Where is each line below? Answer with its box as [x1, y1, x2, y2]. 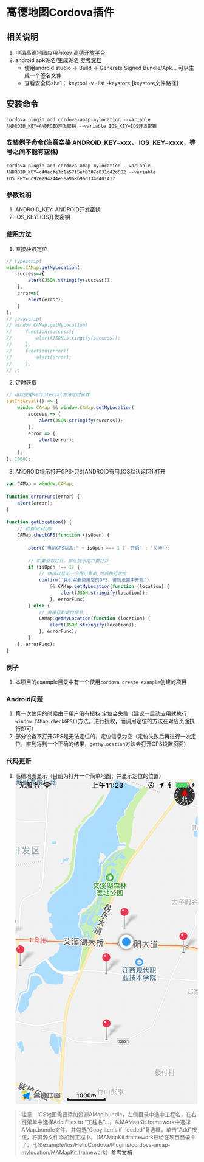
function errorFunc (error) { [6, 494, 80, 500]
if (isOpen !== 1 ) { [28, 564, 80, 570]
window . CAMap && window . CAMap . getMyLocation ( [17, 405, 135, 411]
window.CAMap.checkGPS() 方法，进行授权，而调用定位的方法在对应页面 [15, 718, 190, 725]
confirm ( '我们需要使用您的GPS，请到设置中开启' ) [38, 577, 150, 583]
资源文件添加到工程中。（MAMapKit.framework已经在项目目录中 [37, 1133, 196, 1141]
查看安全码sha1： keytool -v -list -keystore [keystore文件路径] [24, 80, 179, 86]
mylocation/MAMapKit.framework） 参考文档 [21, 1149, 132, 1157]
